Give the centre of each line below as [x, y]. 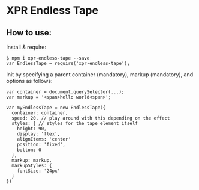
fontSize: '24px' [39, 171]
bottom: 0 [29, 150]
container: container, [40, 113]
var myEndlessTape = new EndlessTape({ [56, 108]
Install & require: [26, 47]
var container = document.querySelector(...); [65, 92]
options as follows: [29, 81]
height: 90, [32, 129]
